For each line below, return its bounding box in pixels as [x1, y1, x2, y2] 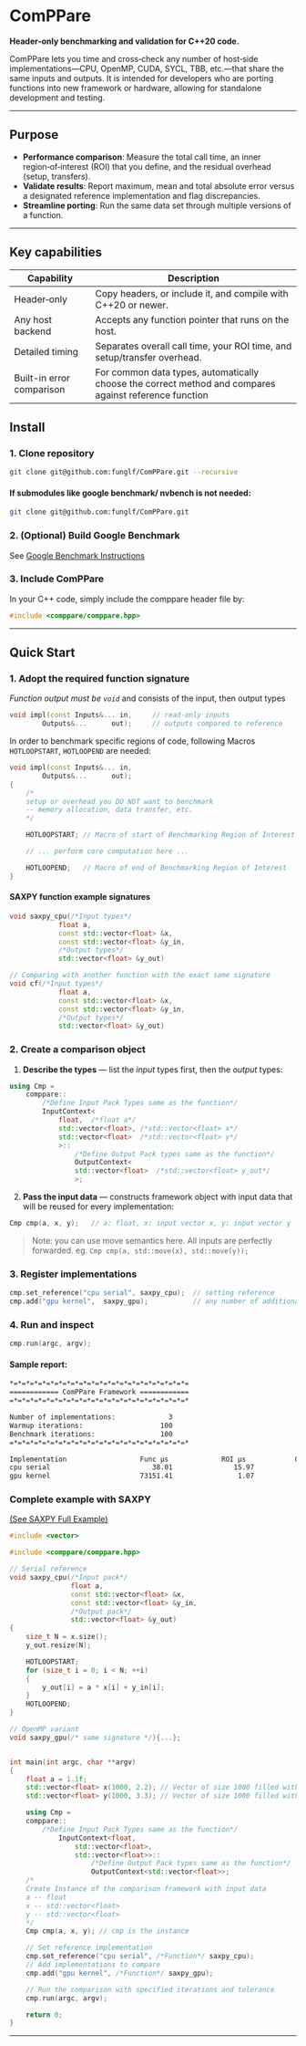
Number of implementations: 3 [9, 1413, 173, 1422]
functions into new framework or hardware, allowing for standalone [9, 82, 262, 93]
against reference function [95, 389, 209, 402]
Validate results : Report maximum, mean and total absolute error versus [22, 180, 295, 192]
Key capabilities [9, 245, 103, 260]
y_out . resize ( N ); [25, 1641, 92, 1650]
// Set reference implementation [25, 1943, 153, 1953]
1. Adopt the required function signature [9, 672, 190, 684]
